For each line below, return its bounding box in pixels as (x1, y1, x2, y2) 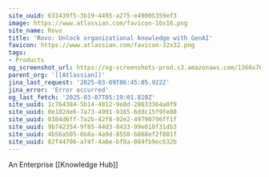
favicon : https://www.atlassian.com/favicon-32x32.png (8, 41, 195, 49)
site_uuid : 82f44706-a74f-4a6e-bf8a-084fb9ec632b (8, 137, 178, 146)
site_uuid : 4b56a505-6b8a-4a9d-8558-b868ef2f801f (8, 130, 178, 138)
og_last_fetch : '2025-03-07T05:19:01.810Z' (8, 93, 156, 101)
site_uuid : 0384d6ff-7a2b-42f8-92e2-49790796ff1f (8, 116, 178, 124)
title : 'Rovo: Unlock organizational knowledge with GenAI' (8, 33, 214, 42)
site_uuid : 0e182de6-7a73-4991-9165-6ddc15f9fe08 (8, 108, 178, 116)
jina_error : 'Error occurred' (8, 85, 110, 94)
